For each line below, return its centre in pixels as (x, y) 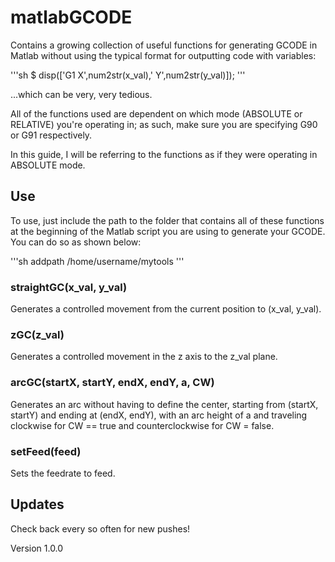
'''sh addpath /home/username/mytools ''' (97, 261)
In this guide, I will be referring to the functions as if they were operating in (164, 154)
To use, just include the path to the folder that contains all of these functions (167, 220)
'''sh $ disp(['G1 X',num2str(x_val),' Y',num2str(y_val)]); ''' (128, 75)
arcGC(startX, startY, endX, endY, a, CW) (112, 383)
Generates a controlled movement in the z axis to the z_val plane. (144, 357)
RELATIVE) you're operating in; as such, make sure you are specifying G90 (164, 124)
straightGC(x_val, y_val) (69, 287)
